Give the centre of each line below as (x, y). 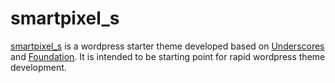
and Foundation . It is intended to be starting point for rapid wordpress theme (168, 56)
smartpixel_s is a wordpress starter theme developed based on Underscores (167, 46)
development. (38, 67)
